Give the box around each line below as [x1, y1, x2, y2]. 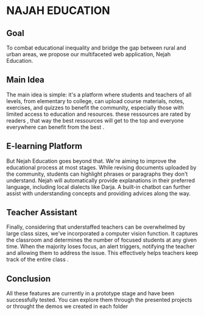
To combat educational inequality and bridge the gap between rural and [6, 44, 186, 51]
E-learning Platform [6, 141, 83, 151]
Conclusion [6, 273, 51, 284]
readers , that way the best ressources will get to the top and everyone [6, 117, 184, 124]
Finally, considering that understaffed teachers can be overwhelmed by [6, 223, 186, 231]
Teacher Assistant [6, 207, 77, 218]
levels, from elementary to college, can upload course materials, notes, [6, 97, 185, 104]
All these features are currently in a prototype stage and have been [6, 290, 175, 297]
